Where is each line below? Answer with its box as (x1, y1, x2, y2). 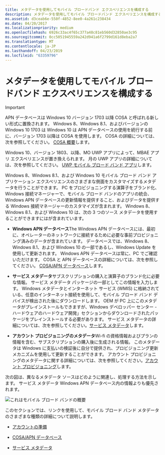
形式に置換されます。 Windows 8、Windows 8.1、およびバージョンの (9, 121, 148, 127)
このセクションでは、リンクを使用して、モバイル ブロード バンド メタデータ (5, 407, 160, 413)
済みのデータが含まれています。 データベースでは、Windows (21, 238, 144, 244)
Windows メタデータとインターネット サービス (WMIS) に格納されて (22, 286, 160, 292)
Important (5, 104, 25, 111)
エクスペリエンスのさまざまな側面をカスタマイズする (36, 179, 143, 184)
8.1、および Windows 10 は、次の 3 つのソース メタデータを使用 (25, 210, 154, 215)
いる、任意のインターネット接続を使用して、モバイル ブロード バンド (12, 292, 153, 298)
